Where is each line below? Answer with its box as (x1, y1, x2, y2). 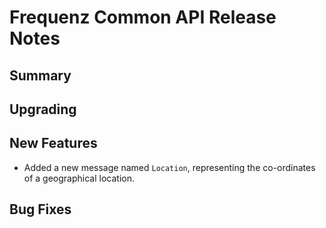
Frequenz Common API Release (9, 6, 277, 29)
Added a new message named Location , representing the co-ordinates (23, 161, 316, 173)
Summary (9, 67, 72, 84)
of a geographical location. (23, 172, 135, 184)
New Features (9, 135, 98, 152)
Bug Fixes (9, 201, 72, 218)
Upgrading (9, 101, 77, 118)
